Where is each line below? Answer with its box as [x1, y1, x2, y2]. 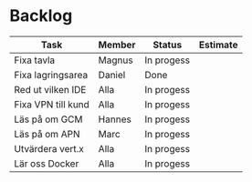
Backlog [9, 5, 73, 26]
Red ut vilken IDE [14, 83, 87, 96]
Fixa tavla [14, 54, 56, 66]
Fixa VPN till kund [14, 97, 89, 110]
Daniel [98, 68, 126, 81]
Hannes [98, 113, 132, 126]
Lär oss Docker [14, 157, 79, 169]
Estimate [199, 38, 238, 51]
